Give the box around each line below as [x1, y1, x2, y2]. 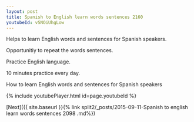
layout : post [6, 8, 38, 15]
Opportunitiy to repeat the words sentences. [6, 47, 113, 54]
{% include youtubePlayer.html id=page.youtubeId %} [6, 92, 137, 100]
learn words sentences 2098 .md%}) [6, 110, 96, 117]
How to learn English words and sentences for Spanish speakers [6, 81, 163, 88]
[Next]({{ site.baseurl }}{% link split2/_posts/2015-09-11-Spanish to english [6, 104, 188, 111]
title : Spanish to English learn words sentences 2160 [6, 14, 143, 20]
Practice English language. [6, 58, 71, 65]
